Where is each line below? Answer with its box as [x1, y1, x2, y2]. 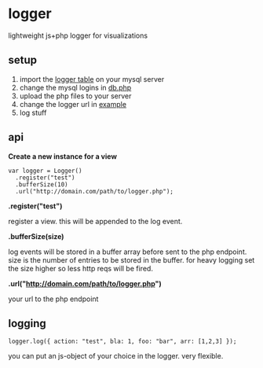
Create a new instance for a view [8, 151, 118, 161]
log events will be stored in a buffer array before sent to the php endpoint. [8, 247, 247, 256]
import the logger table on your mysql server [19, 74, 165, 83]
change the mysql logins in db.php [19, 83, 132, 92]
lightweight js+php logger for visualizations [8, 31, 148, 40]
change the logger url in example [19, 99, 127, 109]
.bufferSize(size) [8, 231, 64, 241]
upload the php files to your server [19, 91, 132, 101]
